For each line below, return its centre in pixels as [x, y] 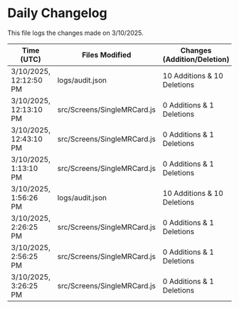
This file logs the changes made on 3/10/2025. [75, 33]
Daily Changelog [58, 13]
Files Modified [106, 55]
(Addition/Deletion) [196, 59]
